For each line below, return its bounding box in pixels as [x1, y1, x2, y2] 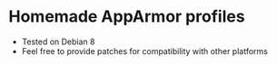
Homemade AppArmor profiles [8, 6, 246, 27]
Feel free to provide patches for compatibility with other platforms [21, 45, 269, 56]
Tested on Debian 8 [21, 36, 95, 47]
